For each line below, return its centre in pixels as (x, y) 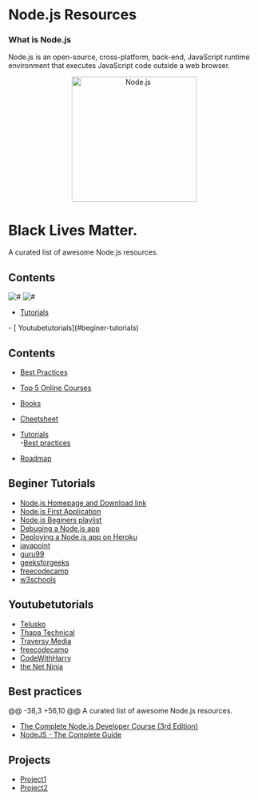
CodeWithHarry (46, 657)
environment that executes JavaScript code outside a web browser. (119, 66)
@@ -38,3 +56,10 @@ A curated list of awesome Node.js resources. (121, 711)
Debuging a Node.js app (60, 528)
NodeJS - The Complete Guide (71, 735)
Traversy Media (46, 641)
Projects (30, 760)
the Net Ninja (42, 666)
